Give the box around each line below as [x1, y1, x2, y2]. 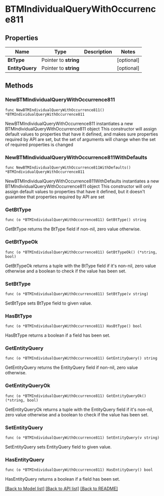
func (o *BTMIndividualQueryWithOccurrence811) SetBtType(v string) [5, 291, 149, 296]
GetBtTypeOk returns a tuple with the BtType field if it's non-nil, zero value [5, 263, 156, 269]
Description [84, 48, 112, 55]
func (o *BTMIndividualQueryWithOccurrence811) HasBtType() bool [5, 324, 142, 329]
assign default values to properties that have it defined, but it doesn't [5, 188, 145, 194]
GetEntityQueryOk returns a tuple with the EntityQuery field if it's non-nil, [5, 406, 154, 412]
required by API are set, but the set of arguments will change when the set [5, 136, 156, 142]
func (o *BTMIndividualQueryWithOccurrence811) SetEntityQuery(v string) [5, 435, 160, 441]
